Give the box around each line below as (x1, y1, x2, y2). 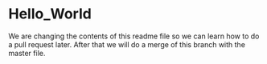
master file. (8, 48, 46, 58)
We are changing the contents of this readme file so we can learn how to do (8, 31, 260, 41)
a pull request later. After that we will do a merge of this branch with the (8, 39, 245, 49)
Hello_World (8, 5, 92, 23)
